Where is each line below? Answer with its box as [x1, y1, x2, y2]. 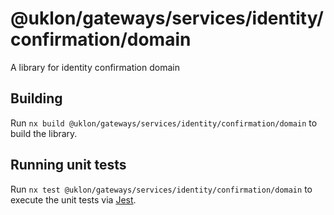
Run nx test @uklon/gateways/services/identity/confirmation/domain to [10, 183, 313, 195]
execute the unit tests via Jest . [10, 193, 137, 206]
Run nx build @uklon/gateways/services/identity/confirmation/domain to [10, 117, 318, 129]
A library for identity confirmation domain [10, 61, 180, 73]
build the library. [10, 127, 78, 139]
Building [10, 90, 63, 107]
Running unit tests [10, 157, 127, 174]
